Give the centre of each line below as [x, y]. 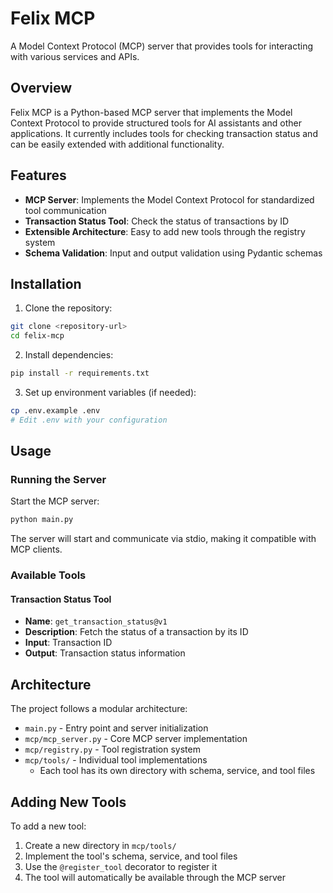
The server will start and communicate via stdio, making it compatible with [163, 539]
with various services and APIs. [75, 56]
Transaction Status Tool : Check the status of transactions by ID [157, 221]
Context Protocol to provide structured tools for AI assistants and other [156, 123]
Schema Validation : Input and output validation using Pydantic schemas [173, 253]
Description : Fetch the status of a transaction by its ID [136, 632]
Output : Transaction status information [105, 653]
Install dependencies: [69, 355]
